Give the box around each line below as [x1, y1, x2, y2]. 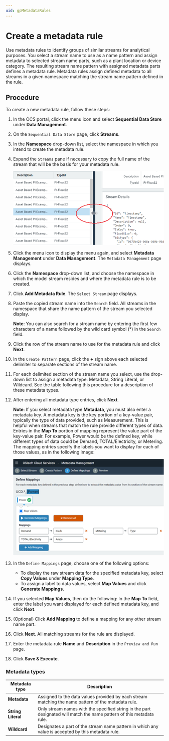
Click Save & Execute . [13, 655, 59, 661]
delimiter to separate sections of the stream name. [13, 361, 117, 367]
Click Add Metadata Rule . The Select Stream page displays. [13, 291, 137, 297]
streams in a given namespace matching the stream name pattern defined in [6, 73, 163, 80]
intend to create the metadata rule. [13, 146, 85, 152]
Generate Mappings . [20, 586, 64, 592]
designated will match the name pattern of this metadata [37, 711, 154, 717]
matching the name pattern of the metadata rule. [37, 699, 137, 705]
